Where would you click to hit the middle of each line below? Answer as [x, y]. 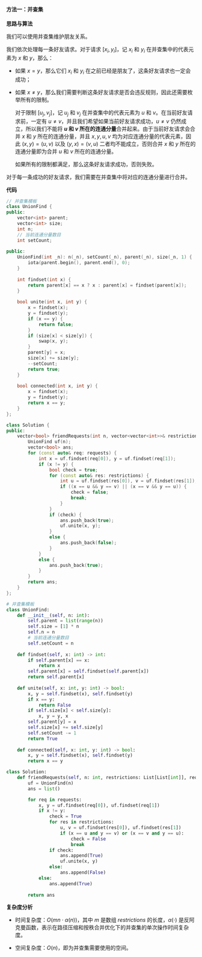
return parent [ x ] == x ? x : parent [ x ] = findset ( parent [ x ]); [107, 285]
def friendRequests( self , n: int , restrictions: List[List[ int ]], [102, 778]
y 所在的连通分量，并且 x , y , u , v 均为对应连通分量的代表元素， [109, 136]
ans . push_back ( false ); [88, 543]
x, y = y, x [53, 716]
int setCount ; [35, 240]
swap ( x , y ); [53, 341]
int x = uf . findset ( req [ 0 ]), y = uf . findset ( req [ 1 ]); [107, 458]
